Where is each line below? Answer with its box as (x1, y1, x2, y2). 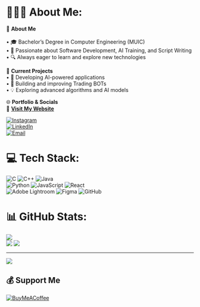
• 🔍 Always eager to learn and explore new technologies (6, 53, 146, 60)
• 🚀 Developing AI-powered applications (6, 73, 105, 81)
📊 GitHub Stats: (6, 210, 87, 223)
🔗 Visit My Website (6, 105, 55, 112)
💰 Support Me (6, 275, 61, 285)
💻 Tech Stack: (6, 152, 80, 165)
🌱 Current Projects (6, 67, 54, 74)
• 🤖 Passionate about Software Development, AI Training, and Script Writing (6, 47, 192, 54)
